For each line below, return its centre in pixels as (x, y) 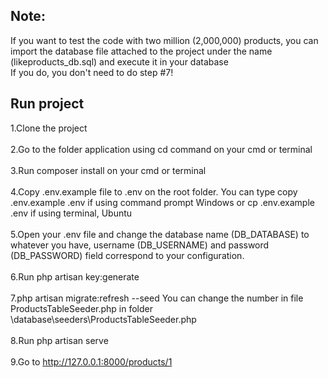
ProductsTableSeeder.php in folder (82, 308)
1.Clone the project (49, 128)
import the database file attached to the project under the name (141, 51)
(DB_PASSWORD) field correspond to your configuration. (127, 255)
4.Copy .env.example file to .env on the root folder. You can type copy (154, 191)
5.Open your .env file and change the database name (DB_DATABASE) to (160, 234)
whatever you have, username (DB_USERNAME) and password (140, 245)
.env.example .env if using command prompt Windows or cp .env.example (162, 202)
